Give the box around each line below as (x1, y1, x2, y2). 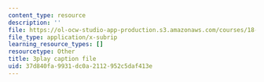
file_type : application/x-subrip (8, 33, 118, 41)
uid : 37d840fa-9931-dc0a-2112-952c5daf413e (8, 62, 153, 70)
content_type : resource (8, 11, 86, 20)
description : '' (8, 19, 61, 27)
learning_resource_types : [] (8, 41, 104, 48)
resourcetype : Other (8, 48, 76, 55)
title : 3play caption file (8, 55, 97, 63)
